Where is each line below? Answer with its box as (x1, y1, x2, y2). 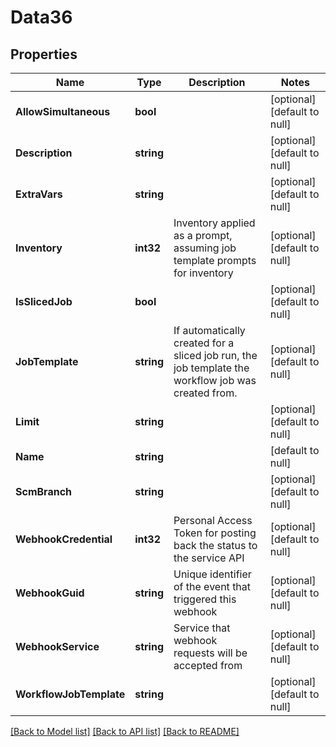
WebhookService (15, 640, 100, 653)
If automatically (173, 324, 246, 337)
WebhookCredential (15, 532, 113, 546)
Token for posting (173, 526, 257, 540)
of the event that (173, 580, 252, 593)
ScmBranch (15, 485, 72, 498)
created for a (173, 336, 235, 350)
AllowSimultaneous (15, 105, 111, 118)
